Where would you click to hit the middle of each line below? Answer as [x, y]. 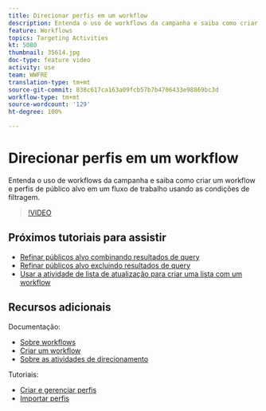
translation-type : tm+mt [49, 82]
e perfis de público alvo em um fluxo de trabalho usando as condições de [129, 189]
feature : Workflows [41, 30]
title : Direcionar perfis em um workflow [78, 16]
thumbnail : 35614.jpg [44, 53]
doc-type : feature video [49, 61]
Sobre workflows [48, 342]
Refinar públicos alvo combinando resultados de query [110, 256]
